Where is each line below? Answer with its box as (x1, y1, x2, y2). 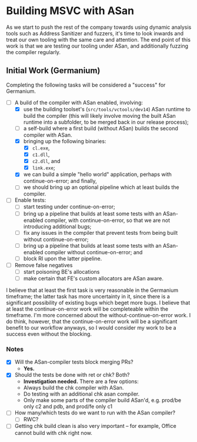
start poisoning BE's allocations (23, 268, 100, 275)
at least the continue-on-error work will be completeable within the (6, 305, 169, 313)
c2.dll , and (32, 158, 61, 165)
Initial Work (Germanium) (6, 66, 101, 76)
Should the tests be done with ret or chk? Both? (14, 371, 130, 378)
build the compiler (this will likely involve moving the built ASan (23, 112, 176, 119)
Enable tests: (14, 197, 46, 204)
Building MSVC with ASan (6, 4, 134, 18)
